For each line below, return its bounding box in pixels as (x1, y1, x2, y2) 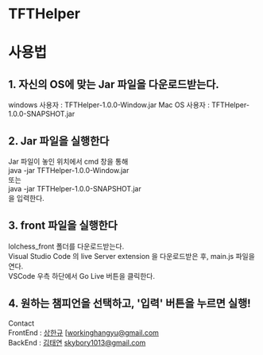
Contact (8, 318, 34, 328)
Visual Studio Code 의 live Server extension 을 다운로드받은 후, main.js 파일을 (8, 251, 256, 260)
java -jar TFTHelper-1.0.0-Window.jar (8, 166, 130, 175)
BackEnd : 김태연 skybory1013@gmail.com (8, 338, 146, 347)
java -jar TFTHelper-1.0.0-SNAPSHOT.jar (8, 184, 141, 193)
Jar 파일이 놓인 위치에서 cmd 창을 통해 (8, 156, 129, 166)
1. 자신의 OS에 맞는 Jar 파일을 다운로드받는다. (8, 77, 220, 91)
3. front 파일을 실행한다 (8, 219, 118, 233)
